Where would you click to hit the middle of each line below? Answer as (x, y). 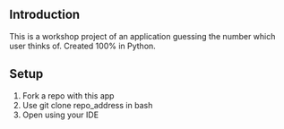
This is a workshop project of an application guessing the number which (142, 36)
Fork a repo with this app (68, 95)
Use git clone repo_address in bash (87, 105)
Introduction (45, 15)
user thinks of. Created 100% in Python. (83, 46)
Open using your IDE (60, 115)
